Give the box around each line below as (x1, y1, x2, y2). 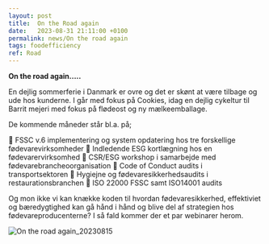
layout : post (8, 11, 53, 20)
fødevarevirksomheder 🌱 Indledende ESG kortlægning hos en (8, 144, 212, 153)
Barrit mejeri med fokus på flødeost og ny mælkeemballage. (8, 104, 208, 114)
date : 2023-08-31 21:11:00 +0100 (8, 27, 128, 35)
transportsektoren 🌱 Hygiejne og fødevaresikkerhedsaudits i (8, 170, 208, 179)
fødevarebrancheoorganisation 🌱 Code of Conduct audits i (8, 161, 204, 170)
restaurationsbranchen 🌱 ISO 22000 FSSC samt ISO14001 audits (8, 178, 223, 188)
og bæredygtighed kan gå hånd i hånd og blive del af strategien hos (8, 202, 234, 212)
